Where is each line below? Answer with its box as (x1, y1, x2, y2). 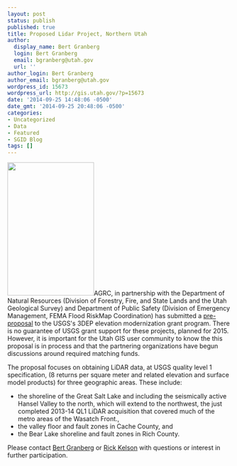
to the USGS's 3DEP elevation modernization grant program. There (34, 319, 231, 327)
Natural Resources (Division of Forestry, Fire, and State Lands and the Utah (7, 296, 227, 305)
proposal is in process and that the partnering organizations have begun (7, 342, 219, 350)
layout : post (7, 10, 46, 18)
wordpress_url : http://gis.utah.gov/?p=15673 (7, 90, 144, 97)
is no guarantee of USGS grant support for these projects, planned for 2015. (7, 327, 229, 335)
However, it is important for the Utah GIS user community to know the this (7, 335, 223, 343)
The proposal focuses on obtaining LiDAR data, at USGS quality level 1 (7, 363, 213, 372)
